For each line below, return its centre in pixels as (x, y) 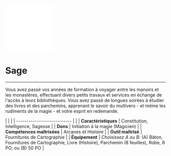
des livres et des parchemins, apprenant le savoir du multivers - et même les (85, 106)
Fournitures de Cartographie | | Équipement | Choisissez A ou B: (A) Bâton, (84, 137)
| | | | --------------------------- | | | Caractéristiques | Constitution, (77, 121)
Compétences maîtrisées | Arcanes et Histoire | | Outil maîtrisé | (74, 132)
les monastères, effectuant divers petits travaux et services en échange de (84, 95)
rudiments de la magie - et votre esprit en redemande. (62, 111)
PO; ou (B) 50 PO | (25, 148)
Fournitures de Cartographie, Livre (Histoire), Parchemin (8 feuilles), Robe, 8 (85, 142)
